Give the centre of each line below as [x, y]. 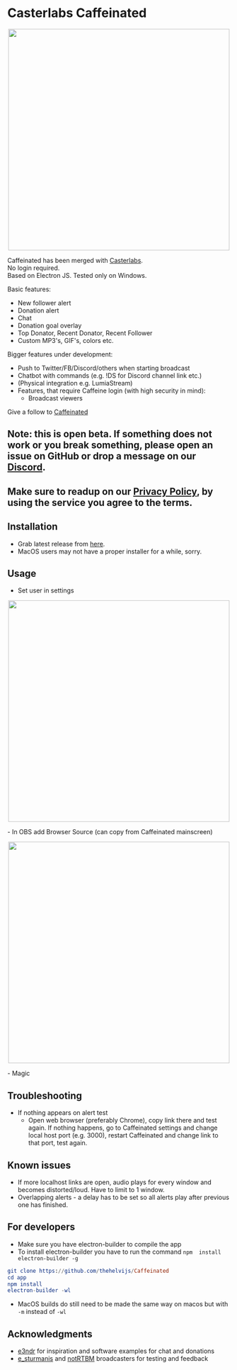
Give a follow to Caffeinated [48, 412]
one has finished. [43, 1205]
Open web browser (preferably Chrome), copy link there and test [122, 1121]
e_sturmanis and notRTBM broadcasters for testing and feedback [113, 1359]
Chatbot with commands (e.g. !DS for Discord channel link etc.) [110, 375]
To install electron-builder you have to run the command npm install [119, 1252]
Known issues [39, 1165]
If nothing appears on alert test [63, 1113]
